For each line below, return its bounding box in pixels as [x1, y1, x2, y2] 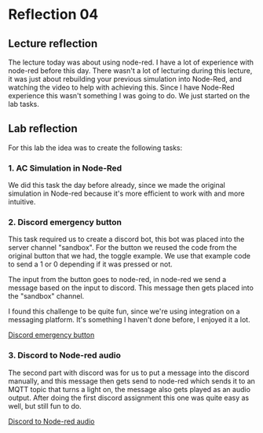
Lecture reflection [8, 37, 98, 50]
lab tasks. [8, 100, 39, 108]
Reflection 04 [8, 6, 99, 24]
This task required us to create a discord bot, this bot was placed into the [8, 234, 245, 244]
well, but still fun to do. [8, 401, 82, 410]
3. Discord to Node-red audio [8, 350, 122, 361]
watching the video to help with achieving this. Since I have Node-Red [8, 83, 236, 92]
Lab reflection [8, 122, 79, 135]
